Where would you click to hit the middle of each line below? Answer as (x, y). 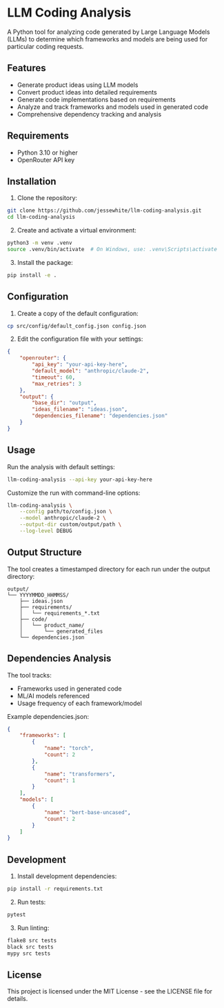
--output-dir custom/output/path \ (71, 525)
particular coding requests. (45, 46)
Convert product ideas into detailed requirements (87, 92)
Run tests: (31, 902)
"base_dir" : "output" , (64, 403)
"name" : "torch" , (69, 749)
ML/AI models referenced (53, 695)
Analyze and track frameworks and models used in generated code (113, 107)
